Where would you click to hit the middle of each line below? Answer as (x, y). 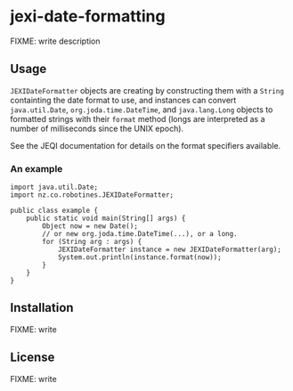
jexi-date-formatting (88, 16)
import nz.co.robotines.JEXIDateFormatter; (92, 195)
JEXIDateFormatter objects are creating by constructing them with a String (147, 90)
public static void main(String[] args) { (106, 219)
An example (37, 168)
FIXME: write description (55, 41)
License (33, 358)
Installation (42, 308)
